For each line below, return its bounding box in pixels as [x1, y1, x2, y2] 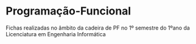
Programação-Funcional [5, 4, 131, 18]
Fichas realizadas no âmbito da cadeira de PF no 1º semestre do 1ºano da [5, 24, 190, 31]
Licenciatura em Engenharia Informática [5, 30, 106, 37]
